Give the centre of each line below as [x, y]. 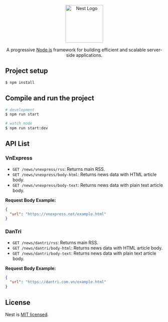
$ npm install [20, 82]
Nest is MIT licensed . [27, 314]
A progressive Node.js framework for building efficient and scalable [76, 50]
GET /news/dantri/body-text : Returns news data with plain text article [84, 253]
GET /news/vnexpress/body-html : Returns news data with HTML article [85, 174]
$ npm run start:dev [27, 128]
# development [20, 110]
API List [18, 144]
